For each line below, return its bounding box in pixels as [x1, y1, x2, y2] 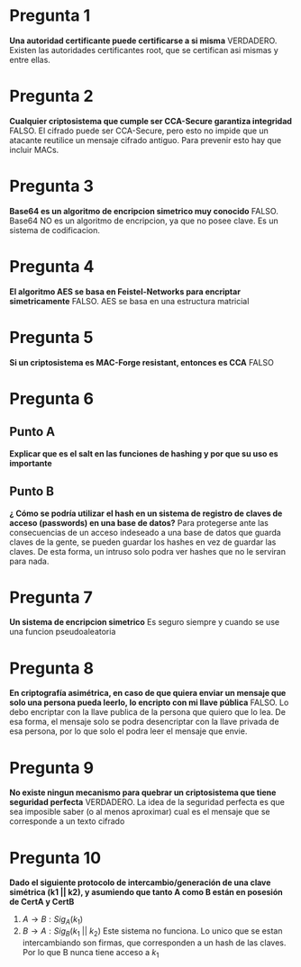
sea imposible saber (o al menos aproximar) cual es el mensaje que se [9, 807, 270, 818]
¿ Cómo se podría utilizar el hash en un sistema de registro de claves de [9, 508, 283, 519]
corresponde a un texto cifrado [9, 816, 125, 827]
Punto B [9, 483, 54, 500]
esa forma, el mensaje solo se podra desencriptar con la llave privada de [9, 717, 279, 728]
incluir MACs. [9, 144, 59, 155]
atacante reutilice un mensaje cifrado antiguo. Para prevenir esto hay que [9, 134, 282, 145]
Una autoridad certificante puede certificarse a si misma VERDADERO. [9, 35, 278, 46]
